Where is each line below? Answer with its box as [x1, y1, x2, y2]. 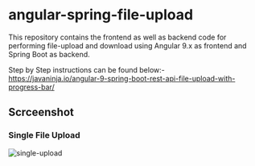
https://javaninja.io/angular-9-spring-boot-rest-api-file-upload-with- [8, 73, 236, 83]
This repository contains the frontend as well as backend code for [8, 32, 227, 42]
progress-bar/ [8, 82, 55, 92]
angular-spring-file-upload [8, 6, 194, 24]
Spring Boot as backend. [8, 49, 90, 59]
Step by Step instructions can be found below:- [8, 64, 165, 74]
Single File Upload [8, 130, 80, 141]
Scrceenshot [8, 106, 74, 119]
